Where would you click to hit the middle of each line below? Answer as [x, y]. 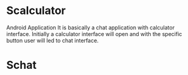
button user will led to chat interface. [52, 40]
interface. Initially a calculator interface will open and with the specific [94, 34]
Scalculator [36, 11]
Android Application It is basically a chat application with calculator [91, 27]
